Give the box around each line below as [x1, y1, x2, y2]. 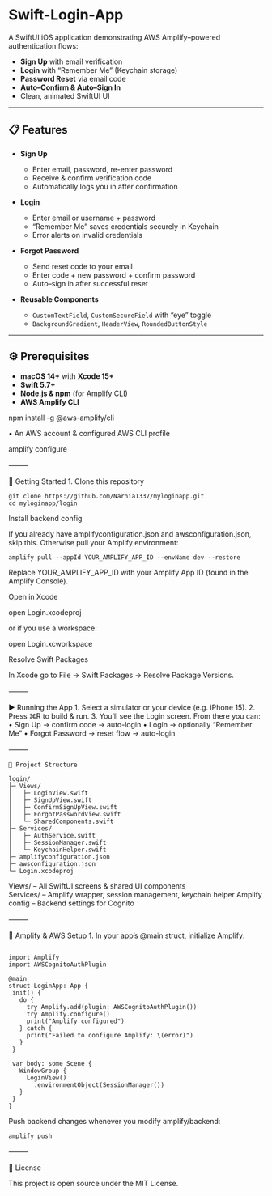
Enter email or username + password [32, 213, 156, 223]
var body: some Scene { [11, 1059, 92, 1067]
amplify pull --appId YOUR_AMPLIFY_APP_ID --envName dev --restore [8, 553, 241, 562]
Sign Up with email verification [19, 57, 123, 66]
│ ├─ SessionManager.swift [8, 838, 107, 846]
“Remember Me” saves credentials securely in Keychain [32, 221, 219, 231]
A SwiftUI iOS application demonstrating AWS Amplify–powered [8, 32, 221, 42]
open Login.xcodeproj [8, 607, 82, 617]
